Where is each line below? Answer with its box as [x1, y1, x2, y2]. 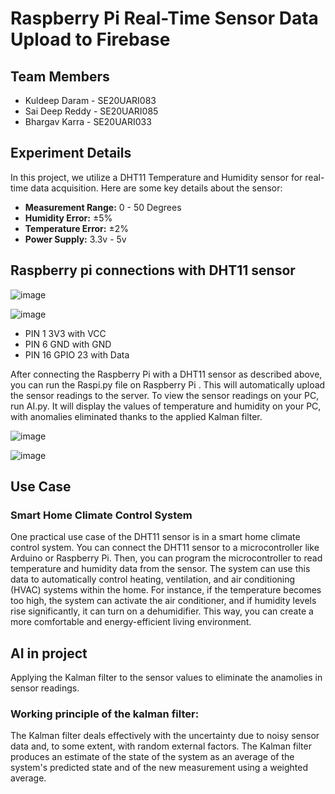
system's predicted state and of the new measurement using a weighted [10, 762, 308, 774]
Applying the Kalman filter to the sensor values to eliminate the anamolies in [10, 672, 323, 684]
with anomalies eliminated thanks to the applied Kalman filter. [10, 410, 263, 422]
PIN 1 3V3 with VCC [24, 327, 107, 339]
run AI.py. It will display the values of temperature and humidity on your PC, [10, 400, 322, 412]
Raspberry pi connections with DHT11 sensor [10, 262, 296, 279]
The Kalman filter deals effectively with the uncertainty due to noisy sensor [10, 730, 320, 742]
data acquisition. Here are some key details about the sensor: [30, 182, 283, 194]
